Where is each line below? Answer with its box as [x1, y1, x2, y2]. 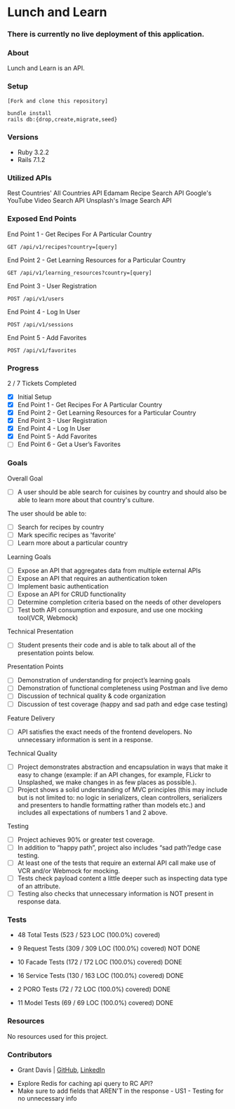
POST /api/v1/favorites [7, 347, 77, 354]
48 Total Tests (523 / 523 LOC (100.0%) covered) [17, 931, 161, 939]
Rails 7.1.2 [17, 156, 46, 163]
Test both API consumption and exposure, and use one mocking [17, 606, 203, 614]
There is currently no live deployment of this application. [7, 29, 205, 39]
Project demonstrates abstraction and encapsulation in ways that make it [17, 762, 228, 771]
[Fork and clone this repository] [7, 98, 109, 105]
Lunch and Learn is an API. [7, 64, 86, 72]
